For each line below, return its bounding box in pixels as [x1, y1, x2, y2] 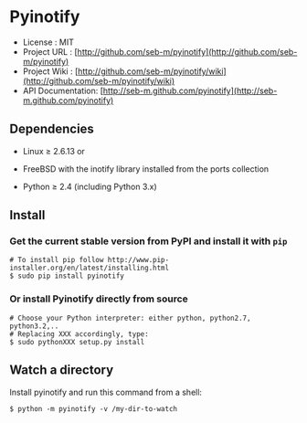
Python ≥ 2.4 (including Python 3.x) [22, 181, 157, 192]
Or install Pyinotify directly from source [9, 292, 189, 305]
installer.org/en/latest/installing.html [9, 263, 170, 273]
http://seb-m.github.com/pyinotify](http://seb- [102, 85, 278, 96]
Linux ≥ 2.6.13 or [22, 145, 85, 156]
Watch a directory [9, 363, 114, 378]
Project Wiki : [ [22, 66, 79, 77]
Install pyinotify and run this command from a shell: [9, 386, 203, 397]
